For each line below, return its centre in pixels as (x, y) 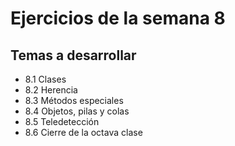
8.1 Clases (45, 79)
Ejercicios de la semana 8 (118, 18)
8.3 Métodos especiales (74, 100)
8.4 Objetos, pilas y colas (77, 111)
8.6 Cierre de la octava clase (83, 132)
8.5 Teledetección (62, 121)
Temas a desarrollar (73, 55)
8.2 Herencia (51, 90)
